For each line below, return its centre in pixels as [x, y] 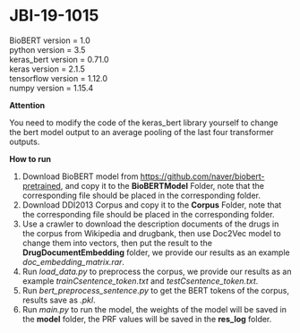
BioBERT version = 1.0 [50, 40]
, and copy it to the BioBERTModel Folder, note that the [163, 185]
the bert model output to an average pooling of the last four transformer [142, 132]
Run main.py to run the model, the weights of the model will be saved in [154, 309]
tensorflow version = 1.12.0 [59, 78]
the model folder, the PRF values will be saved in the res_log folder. [147, 319]
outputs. [25, 141]
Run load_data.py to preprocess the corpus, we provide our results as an [157, 271]
